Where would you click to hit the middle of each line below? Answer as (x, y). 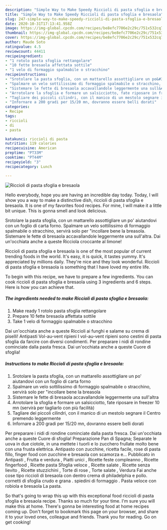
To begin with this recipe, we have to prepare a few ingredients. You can (79, 276)
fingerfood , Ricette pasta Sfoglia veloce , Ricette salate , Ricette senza (78, 465)
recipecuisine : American (31, 148)
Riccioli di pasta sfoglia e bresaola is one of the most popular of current (78, 251)
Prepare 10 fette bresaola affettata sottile (54, 316)
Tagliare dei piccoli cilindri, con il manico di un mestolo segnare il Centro (86, 413)
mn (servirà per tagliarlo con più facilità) (53, 408)
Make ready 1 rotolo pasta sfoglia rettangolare (59, 311)
